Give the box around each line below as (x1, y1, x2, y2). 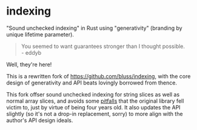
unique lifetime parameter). (6, 30, 75, 38)
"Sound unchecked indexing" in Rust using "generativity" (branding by (6, 24, 183, 32)
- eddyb (21, 49, 42, 56)
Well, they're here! (6, 61, 52, 68)
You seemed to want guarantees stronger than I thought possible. (21, 43, 185, 50)
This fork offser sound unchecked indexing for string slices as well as (6, 91, 180, 98)
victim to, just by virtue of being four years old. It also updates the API (6, 103, 181, 111)
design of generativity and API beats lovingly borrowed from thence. (6, 79, 178, 86)
